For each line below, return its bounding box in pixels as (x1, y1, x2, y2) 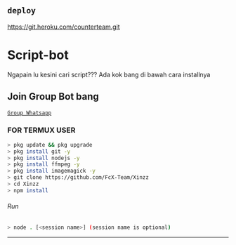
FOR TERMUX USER (7, 126, 76, 135)
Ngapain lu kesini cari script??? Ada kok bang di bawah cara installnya (7, 70, 211, 79)
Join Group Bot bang (7, 91, 100, 102)
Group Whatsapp (7, 109, 52, 117)
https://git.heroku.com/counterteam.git (7, 22, 121, 31)
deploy (7, 6, 37, 16)
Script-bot (7, 47, 69, 62)
